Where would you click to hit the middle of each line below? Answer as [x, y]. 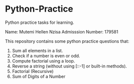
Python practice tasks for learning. [40, 22]
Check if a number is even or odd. [46, 56]
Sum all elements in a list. [37, 50]
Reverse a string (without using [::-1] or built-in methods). [69, 66]
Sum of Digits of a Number [39, 76]
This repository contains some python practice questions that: [67, 41]
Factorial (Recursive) [33, 71]
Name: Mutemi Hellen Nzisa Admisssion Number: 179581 [62, 32]
